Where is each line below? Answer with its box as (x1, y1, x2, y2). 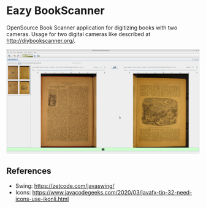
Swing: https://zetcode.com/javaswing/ (15, 182, 115, 190)
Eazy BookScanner (6, 4, 105, 18)
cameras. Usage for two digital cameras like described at (6, 30, 151, 37)
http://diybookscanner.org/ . (6, 37, 76, 44)
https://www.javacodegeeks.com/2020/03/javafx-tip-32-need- (32, 188, 193, 196)
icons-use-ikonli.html (15, 195, 69, 202)
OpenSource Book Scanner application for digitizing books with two (6, 24, 178, 31)
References (6, 166, 51, 176)
